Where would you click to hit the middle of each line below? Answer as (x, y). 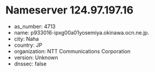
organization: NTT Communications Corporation (72, 51)
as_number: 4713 (35, 26)
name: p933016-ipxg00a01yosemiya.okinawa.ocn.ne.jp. (82, 32)
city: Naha (26, 39)
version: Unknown (36, 57)
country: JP (28, 45)
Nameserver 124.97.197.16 (70, 10)
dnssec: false (30, 64)
